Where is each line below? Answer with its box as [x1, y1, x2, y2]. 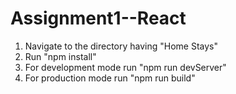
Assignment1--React [10, 7, 187, 30]
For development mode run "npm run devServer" [24, 61, 227, 73]
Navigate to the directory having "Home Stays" [24, 40, 219, 52]
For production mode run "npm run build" [24, 72, 196, 84]
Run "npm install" [24, 50, 97, 62]
